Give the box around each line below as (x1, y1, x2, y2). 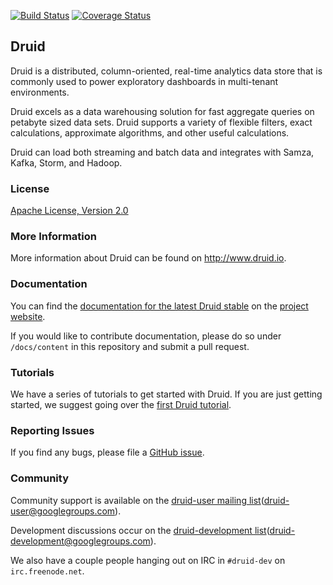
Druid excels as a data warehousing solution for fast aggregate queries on (10, 105, 315, 117)
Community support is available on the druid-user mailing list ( (10, 494, 265, 506)
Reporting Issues (10, 423, 95, 437)
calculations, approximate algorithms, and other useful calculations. (10, 126, 290, 139)
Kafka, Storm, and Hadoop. (10, 156, 123, 169)
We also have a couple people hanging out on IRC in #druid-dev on (10, 554, 286, 566)
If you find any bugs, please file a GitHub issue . (10, 446, 205, 459)
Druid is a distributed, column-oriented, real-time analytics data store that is (10, 65, 323, 77)
